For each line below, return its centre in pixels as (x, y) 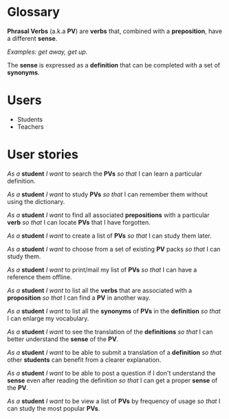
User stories (43, 155)
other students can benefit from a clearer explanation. (84, 360)
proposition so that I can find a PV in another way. (79, 298)
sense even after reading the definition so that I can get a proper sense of (112, 380)
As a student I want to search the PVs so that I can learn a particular (105, 174)
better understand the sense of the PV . (63, 339)
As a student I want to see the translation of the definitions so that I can (110, 331)
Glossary (34, 12)
